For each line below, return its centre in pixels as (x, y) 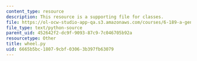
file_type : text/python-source (44, 28)
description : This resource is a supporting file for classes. (85, 17)
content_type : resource (35, 11)
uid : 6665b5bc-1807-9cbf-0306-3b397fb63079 (60, 49)
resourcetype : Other (31, 38)
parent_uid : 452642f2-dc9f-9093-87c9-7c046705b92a (69, 33)
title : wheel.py (26, 44)
